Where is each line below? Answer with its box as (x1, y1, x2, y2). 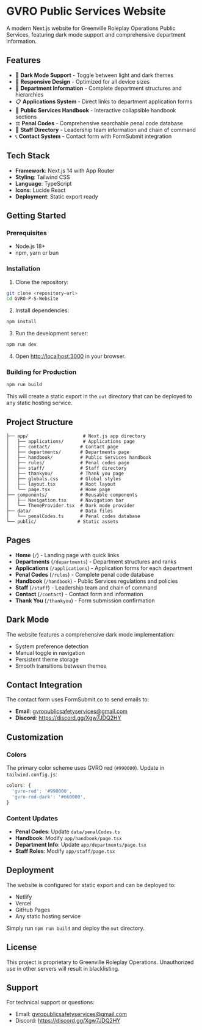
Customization (6, 732, 64, 742)
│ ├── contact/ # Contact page (6, 444, 119, 450)
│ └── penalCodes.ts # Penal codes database (6, 513, 140, 520)
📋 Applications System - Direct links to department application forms (15, 98, 193, 105)
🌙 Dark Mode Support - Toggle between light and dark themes (15, 71, 174, 79)
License (6, 942, 37, 952)
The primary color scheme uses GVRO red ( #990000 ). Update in (6, 764, 165, 772)
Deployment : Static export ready (15, 192, 99, 200)
